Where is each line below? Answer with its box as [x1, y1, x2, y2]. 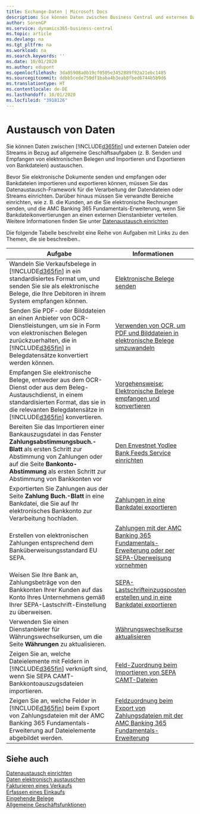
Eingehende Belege [6, 795, 54, 802]
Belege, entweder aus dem [9, 376, 85, 384]
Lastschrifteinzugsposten [115, 585, 186, 594]
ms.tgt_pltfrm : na [6, 42, 52, 48]
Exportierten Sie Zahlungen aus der [9, 484, 108, 492]
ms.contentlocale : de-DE [6, 86, 68, 92]
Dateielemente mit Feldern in [9, 657, 89, 665]
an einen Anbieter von [9, 314, 71, 322]
